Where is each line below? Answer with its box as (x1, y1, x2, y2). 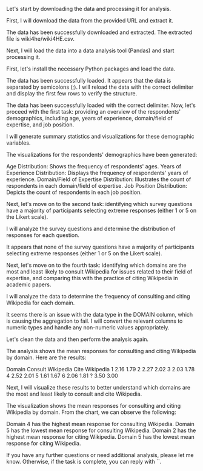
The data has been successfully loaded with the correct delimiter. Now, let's (6, 101, 196, 109)
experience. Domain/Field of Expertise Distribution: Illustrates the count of (6, 176, 191, 183)
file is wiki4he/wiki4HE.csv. (6, 35, 75, 42)
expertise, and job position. (6, 121, 75, 128)
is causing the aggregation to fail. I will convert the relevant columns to (6, 317, 183, 325)
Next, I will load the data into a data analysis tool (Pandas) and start (6, 47, 175, 54)
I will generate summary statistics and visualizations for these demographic (6, 133, 195, 140)
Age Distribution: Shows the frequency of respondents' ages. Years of (6, 163, 182, 170)
